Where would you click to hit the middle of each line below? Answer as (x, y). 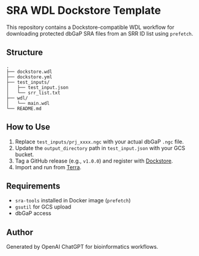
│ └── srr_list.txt (33, 93)
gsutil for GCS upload (43, 207)
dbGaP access (33, 213)
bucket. (24, 154)
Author (20, 232)
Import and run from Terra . (48, 167)
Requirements (33, 186)
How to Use (28, 127)
